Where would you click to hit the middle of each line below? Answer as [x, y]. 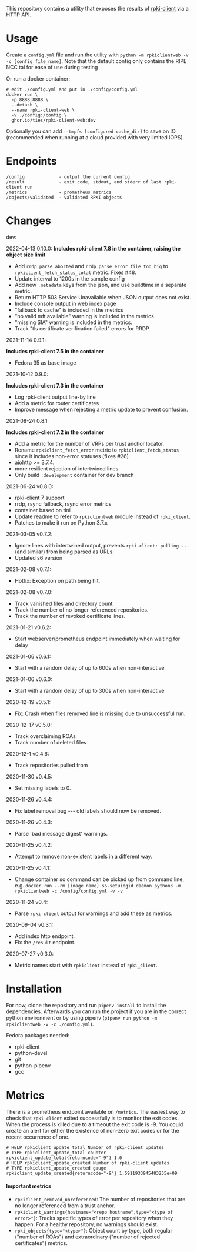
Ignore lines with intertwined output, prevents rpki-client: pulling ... [102, 545]
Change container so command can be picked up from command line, [99, 879]
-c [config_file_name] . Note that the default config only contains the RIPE [96, 61]
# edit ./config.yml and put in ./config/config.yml [72, 89]
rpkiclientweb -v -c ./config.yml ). [50, 1024]
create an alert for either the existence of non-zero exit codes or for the [93, 1130]
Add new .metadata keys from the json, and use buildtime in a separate [101, 285]
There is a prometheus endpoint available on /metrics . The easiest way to [96, 1111]
